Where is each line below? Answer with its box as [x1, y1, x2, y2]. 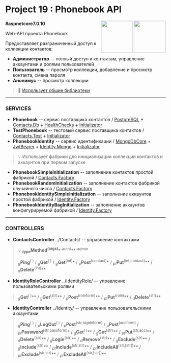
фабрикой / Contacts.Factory [12, 175, 75, 181]
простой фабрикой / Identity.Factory [12, 196, 91, 202]
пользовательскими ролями [12, 283, 75, 289]
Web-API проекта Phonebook [5, 30, 68, 36]
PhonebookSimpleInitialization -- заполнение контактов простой [12, 169, 154, 175]
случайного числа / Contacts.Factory [12, 186, 93, 192]
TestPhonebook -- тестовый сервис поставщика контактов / [12, 127, 144, 133]
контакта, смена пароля [12, 72, 65, 78]
